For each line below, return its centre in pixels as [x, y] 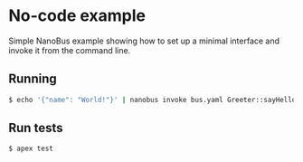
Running [33, 79]
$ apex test [31, 149]
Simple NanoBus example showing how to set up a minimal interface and [144, 41]
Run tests [36, 128]
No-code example [77, 16]
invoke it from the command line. [70, 50]
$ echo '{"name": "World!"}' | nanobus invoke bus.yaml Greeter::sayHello [152, 100]
